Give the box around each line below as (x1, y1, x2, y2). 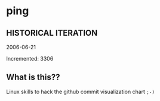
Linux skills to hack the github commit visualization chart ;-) (6, 88, 155, 95)
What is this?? (6, 72, 60, 83)
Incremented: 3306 (6, 55, 54, 62)
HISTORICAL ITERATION (6, 28, 98, 38)
